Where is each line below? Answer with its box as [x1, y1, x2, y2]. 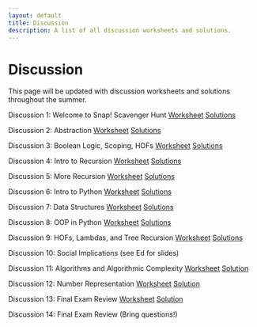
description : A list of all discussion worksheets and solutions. [8, 26, 232, 34]
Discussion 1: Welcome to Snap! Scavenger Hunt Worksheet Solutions [8, 110, 236, 120]
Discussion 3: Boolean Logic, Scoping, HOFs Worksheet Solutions [8, 141, 223, 150]
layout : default [8, 11, 62, 20]
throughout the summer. [8, 95, 87, 105]
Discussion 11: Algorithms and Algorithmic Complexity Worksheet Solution [8, 264, 249, 273]
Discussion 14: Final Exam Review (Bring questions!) [8, 310, 178, 319]
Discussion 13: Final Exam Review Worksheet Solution [8, 295, 183, 304]
